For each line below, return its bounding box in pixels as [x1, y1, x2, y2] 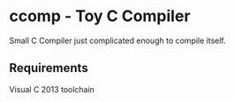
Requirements [9, 61, 88, 76]
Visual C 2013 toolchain [9, 84, 95, 94]
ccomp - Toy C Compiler [9, 6, 192, 26]
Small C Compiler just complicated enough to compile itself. [9, 35, 227, 46]
